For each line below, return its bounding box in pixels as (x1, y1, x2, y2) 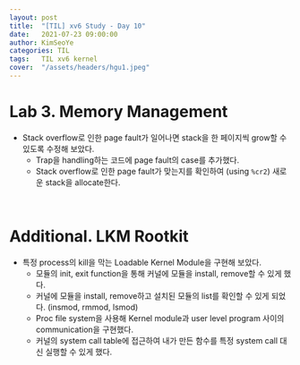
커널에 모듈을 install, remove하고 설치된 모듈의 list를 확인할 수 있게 (35, 290, 270, 301)
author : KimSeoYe (9, 38, 74, 47)
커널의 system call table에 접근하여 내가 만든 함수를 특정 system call (35, 335, 279, 345)
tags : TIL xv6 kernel (9, 55, 99, 64)
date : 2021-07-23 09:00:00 (9, 30, 118, 38)
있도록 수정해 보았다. (21, 143, 95, 154)
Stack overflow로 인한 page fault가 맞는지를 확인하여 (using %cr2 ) (35, 166, 270, 176)
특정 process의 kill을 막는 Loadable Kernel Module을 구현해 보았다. (21, 257, 262, 267)
